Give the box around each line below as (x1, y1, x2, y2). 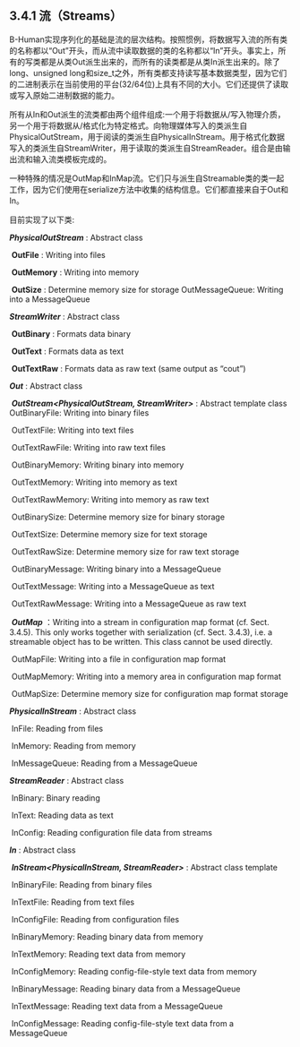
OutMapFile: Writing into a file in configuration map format (11, 653, 227, 665)
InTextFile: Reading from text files (11, 897, 135, 907)
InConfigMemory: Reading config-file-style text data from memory (11, 965, 257, 976)
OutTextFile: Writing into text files (11, 425, 134, 435)
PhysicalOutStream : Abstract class (9, 232, 143, 243)
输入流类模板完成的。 (32, 153, 112, 164)
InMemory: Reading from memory (11, 740, 136, 751)
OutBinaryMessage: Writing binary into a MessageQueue (11, 563, 222, 574)
